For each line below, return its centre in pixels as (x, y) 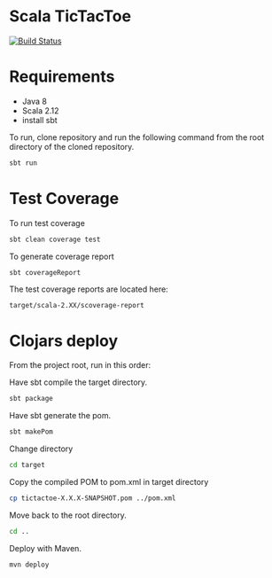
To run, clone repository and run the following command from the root (137, 137)
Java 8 (34, 101)
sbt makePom (31, 432)
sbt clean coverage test (55, 239)
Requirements (62, 77)
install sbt (39, 120)
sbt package (31, 399)
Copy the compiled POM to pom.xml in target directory (109, 482)
